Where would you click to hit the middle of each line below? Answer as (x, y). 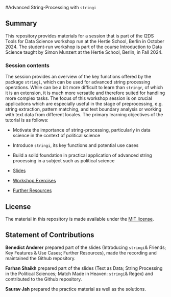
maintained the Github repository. (40, 258)
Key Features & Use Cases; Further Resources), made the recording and (81, 252)
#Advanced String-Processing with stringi (51, 7)
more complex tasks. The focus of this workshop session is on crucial (79, 98)
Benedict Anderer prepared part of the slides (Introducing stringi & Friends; (86, 247)
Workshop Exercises (34, 181)
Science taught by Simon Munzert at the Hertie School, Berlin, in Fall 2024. (84, 52)
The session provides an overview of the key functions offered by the (78, 77)
